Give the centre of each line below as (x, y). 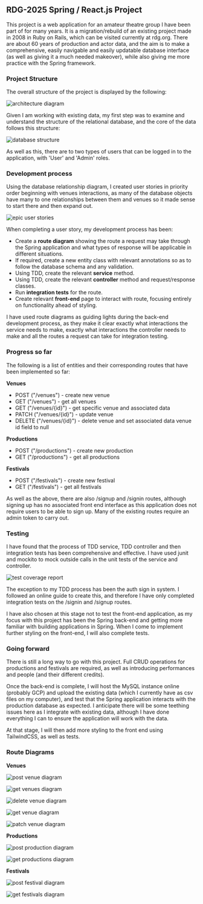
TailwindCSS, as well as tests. (43, 737)
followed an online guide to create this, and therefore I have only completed (100, 596)
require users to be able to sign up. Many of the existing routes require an (98, 511)
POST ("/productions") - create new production (74, 450)
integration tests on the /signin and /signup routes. (69, 602)
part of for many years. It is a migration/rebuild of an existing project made (99, 31)
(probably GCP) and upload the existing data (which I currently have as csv (100, 693)
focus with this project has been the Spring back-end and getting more (95, 620)
